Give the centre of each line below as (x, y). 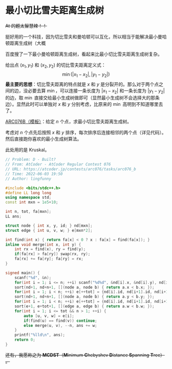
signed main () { (23, 273)
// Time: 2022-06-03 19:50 (34, 174)
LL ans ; (14, 216)
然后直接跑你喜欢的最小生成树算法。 (44, 139)
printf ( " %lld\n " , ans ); (40, 335)
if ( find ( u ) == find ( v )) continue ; (60, 321)
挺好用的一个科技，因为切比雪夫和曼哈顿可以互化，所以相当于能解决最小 (81, 36)
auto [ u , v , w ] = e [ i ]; (49, 316)
